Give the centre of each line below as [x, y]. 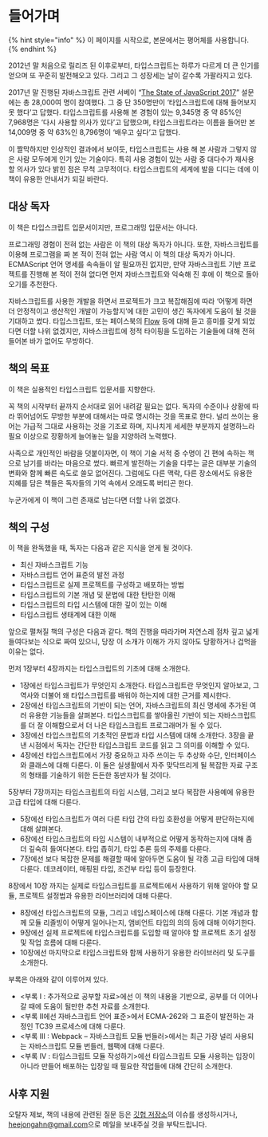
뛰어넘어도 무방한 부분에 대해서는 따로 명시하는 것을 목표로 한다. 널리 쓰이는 [134, 416]
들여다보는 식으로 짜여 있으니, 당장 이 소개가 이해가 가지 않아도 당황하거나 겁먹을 [133, 642]
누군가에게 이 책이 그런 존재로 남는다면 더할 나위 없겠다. [95, 500]
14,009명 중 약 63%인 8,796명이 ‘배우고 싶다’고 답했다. [95, 132]
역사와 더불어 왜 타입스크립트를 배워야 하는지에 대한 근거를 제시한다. [125, 695]
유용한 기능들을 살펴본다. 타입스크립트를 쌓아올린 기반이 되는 [122, 715]
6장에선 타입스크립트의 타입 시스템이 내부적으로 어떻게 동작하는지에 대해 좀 [136, 839]
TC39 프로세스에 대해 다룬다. [80, 1026]
